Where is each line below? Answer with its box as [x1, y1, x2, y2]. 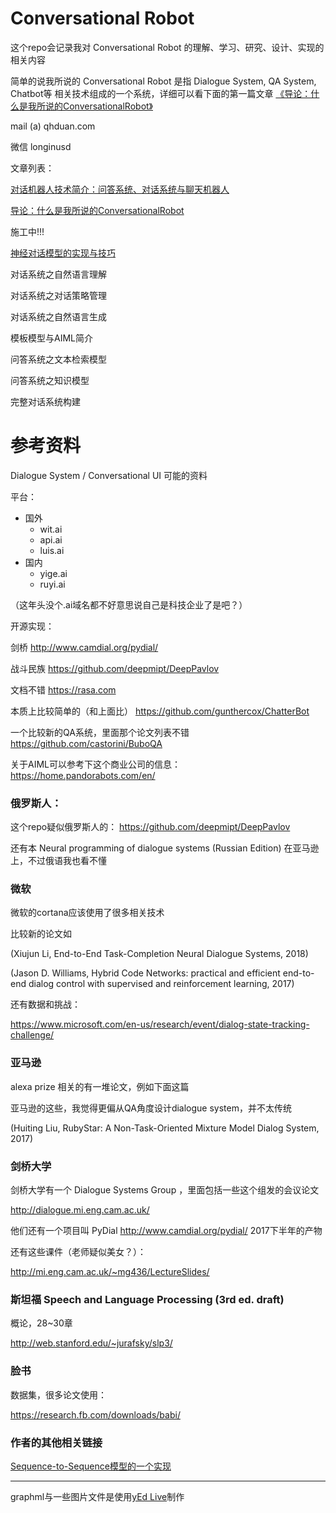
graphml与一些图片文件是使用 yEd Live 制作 [10, 1490, 185, 1502]
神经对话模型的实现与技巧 [10, 247, 116, 259]
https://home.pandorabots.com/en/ [10, 769, 156, 781]
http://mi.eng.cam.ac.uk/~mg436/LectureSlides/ [10, 1266, 210, 1278]
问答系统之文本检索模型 [10, 353, 107, 365]
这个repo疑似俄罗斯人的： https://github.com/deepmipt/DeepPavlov [10, 821, 291, 833]
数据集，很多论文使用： [10, 1388, 107, 1401]
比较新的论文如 [10, 928, 72, 940]
